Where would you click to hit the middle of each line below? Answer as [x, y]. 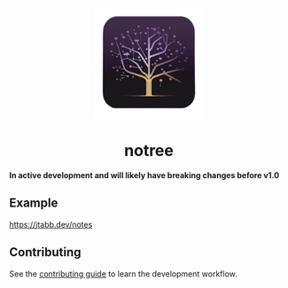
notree [149, 151]
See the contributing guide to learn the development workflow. [123, 274]
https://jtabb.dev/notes [51, 224]
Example [34, 203]
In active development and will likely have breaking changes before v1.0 [144, 175]
